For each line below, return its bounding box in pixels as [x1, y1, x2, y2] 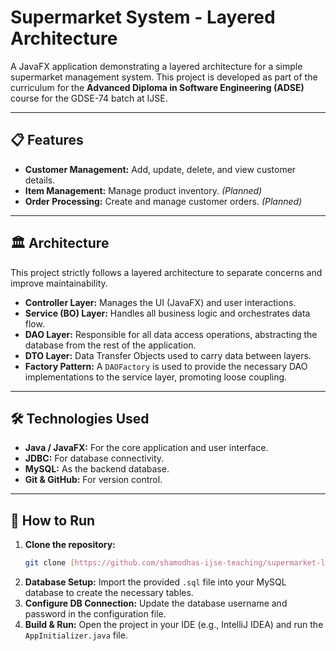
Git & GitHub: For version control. [24, 474, 163, 486]
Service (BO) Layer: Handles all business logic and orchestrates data [24, 307, 311, 319]
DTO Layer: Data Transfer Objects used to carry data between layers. [24, 349, 312, 361]
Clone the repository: [24, 539, 116, 551]
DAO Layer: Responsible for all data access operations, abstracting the [24, 328, 318, 340]
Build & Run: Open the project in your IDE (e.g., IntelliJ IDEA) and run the [24, 619, 324, 631]
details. [24, 174, 56, 186]
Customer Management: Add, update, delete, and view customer [24, 163, 297, 175]
